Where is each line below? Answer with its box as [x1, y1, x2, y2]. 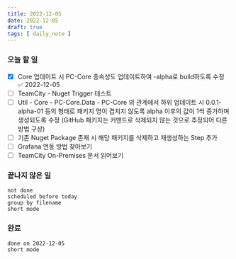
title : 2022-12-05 [7, 10, 62, 18]
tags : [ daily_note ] [7, 30, 72, 38]
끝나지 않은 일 [7, 171, 52, 180]
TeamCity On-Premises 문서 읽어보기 [17, 151, 124, 159]
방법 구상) [17, 125, 45, 133]
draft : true [7, 23, 43, 30]
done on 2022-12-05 [7, 240, 65, 247]
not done [7, 187, 33, 195]
